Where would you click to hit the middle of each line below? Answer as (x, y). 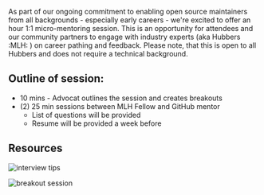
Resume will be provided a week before (97, 123)
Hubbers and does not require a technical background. (99, 54)
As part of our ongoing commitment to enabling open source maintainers (128, 12)
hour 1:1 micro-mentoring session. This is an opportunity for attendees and (131, 28)
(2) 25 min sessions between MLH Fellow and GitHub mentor (120, 106)
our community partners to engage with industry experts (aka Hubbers (124, 37)
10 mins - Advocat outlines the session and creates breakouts (121, 98)
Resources (35, 148)
